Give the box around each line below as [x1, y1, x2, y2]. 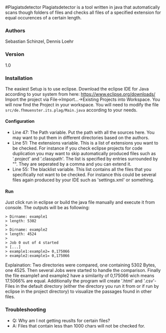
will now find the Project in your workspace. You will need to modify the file [5, 101, 159, 107]
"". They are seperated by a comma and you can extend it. [12, 161, 132, 167]
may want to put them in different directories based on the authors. [12, 135, 150, 141]
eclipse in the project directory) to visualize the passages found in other [5, 288, 152, 295]
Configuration [5, 118, 35, 124]
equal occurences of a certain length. [5, 15, 82, 20]
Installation [5, 75, 33, 82]
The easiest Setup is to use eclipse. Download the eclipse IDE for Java [5, 85, 149, 91]
